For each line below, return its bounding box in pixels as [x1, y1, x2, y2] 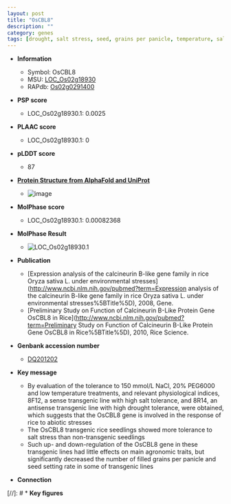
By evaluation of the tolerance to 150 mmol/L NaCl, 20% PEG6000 [27, 382, 215, 390]
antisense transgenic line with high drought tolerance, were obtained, [27, 404, 224, 412]
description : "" [7, 23, 54, 30]
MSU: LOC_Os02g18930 [27, 75, 96, 83]
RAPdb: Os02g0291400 [27, 83, 95, 91]
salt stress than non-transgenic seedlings [27, 433, 146, 441]
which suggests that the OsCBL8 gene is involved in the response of [27, 411, 221, 419]
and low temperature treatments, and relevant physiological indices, [27, 389, 220, 397]
